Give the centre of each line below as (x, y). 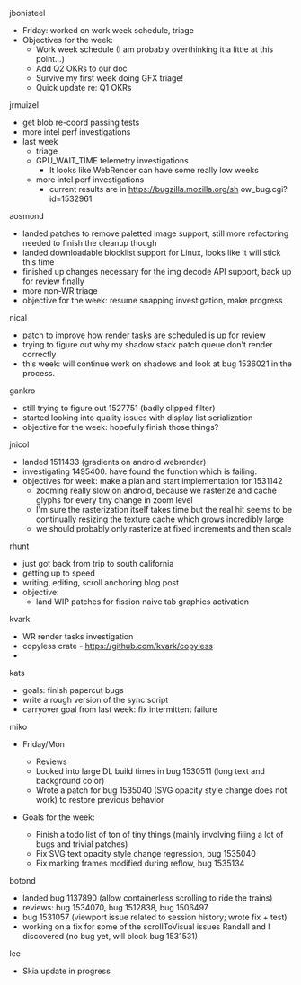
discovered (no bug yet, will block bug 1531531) (110, 936)
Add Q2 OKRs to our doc (81, 68)
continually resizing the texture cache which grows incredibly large (160, 519)
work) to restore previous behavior (100, 800)
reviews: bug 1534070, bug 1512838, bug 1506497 (115, 907)
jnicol (19, 444)
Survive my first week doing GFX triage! (110, 78)
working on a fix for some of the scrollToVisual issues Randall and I (146, 927)
